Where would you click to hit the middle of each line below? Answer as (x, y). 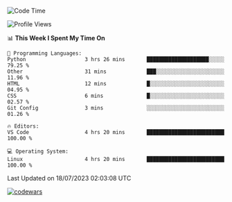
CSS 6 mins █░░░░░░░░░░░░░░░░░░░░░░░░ (116, 96)
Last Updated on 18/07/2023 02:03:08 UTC (69, 178)
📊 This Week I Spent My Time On (56, 38)
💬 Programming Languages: (44, 53)
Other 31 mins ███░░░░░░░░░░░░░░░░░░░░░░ (116, 71)
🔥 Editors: (23, 126)
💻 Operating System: (38, 151)
